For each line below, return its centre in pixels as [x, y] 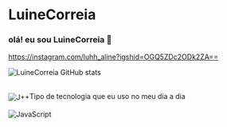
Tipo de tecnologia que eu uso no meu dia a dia [107, 97]
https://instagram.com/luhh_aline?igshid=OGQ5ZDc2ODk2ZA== [113, 57]
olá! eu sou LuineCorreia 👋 [60, 40]
